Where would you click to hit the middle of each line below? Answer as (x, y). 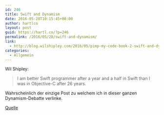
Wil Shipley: (17, 69)
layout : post (18, 28)
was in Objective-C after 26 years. (51, 84)
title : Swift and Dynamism (32, 14)
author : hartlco (21, 23)
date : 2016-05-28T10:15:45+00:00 (39, 19)
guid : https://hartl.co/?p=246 (37, 32)
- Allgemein (22, 55)
